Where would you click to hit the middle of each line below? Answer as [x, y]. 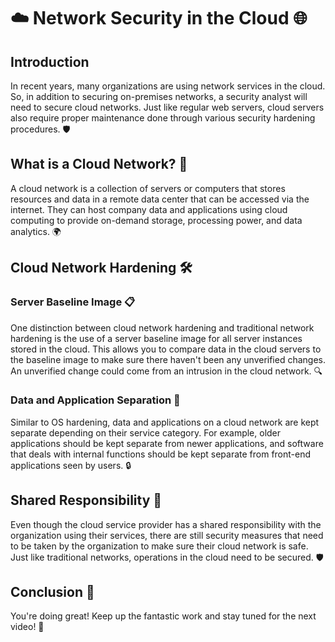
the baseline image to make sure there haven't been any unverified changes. [168, 359]
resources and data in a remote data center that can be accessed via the [160, 199]
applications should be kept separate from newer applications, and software [167, 443]
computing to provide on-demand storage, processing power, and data [156, 220]
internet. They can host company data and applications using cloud [149, 209]
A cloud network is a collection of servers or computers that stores [148, 188]
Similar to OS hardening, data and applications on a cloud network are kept [165, 422]
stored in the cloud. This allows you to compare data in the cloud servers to [166, 349]
